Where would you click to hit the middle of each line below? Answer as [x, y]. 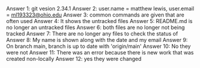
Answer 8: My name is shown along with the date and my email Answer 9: [97, 40]
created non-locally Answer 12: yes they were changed [74, 59]
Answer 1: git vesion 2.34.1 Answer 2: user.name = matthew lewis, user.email [100, 9]
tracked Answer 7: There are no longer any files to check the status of [92, 34]
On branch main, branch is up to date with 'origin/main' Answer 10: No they [99, 46]
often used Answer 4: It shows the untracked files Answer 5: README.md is [99, 21]
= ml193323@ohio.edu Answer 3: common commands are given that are [95, 15]
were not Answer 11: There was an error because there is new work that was [100, 52]
